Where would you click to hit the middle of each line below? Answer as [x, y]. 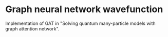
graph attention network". [32, 28]
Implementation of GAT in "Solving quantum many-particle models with [80, 23]
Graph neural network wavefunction [84, 9]
